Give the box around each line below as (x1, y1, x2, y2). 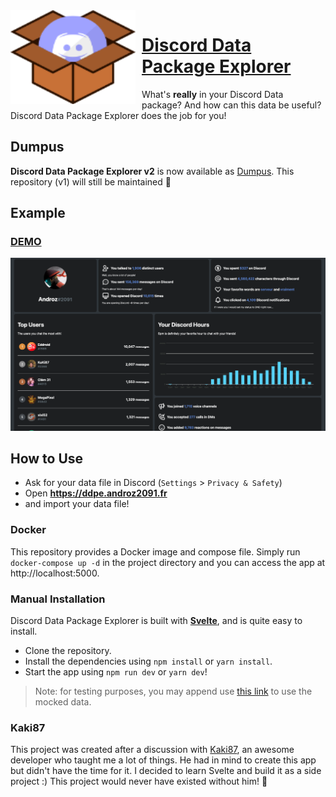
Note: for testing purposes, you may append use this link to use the (34, 685, 313, 697)
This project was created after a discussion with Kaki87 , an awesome (10, 744, 295, 756)
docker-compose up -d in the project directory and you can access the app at (10, 556, 326, 568)
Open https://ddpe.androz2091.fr (24, 487, 168, 499)
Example (10, 205, 66, 222)
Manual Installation (10, 592, 106, 606)
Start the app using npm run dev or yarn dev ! (24, 665, 208, 678)
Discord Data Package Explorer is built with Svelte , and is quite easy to (10, 614, 303, 626)
